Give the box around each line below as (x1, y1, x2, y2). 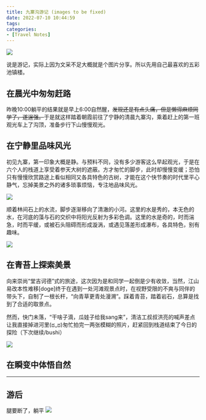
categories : (6, 26, 37, 32)
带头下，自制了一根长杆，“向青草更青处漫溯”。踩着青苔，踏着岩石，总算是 (6, 292, 194, 300)
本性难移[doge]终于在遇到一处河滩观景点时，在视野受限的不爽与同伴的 (17, 284, 195, 292)
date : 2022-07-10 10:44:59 (6, 15, 75, 21)
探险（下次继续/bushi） (6, 329, 66, 336)
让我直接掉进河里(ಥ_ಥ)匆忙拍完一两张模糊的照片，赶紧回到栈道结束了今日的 (6, 321, 197, 328)
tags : (6, 20, 20, 26)
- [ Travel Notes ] (6, 32, 51, 38)
